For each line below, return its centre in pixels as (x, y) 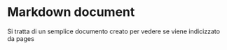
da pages (21, 38)
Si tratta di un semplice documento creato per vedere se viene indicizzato (114, 31)
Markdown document (71, 12)
